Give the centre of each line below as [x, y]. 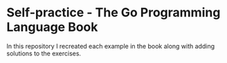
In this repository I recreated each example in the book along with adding [111, 46]
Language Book [52, 27]
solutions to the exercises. [44, 53]
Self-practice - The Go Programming [113, 13]
